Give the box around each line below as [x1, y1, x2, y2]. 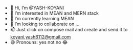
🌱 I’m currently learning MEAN [10, 16, 74, 21]
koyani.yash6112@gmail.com [10, 34, 71, 40]
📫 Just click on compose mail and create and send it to [10, 27, 128, 32]
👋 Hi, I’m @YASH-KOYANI [10, 5, 64, 11]
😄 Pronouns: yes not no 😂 [10, 39, 68, 45]
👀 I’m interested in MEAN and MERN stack [10, 10, 99, 16]
